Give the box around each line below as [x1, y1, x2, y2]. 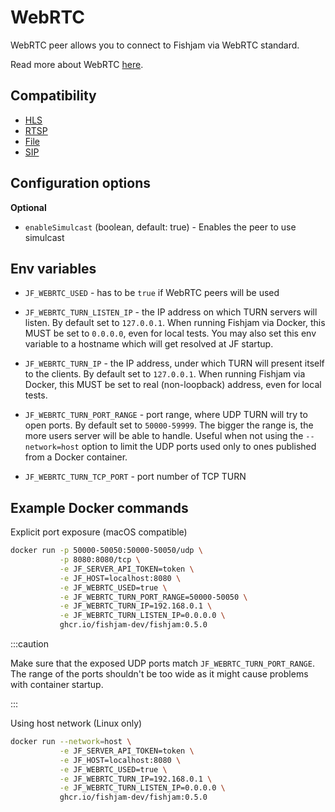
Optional [10, 201, 47, 213]
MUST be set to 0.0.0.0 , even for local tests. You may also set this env [24, 327, 317, 340]
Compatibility [10, 87, 97, 105]
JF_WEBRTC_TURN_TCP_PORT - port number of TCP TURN [24, 471, 247, 483]
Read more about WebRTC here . [10, 58, 144, 70]
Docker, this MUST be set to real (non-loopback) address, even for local [24, 379, 322, 391]
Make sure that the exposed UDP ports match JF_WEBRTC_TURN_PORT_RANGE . [10, 657, 315, 670]
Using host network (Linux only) [10, 717, 143, 730]
